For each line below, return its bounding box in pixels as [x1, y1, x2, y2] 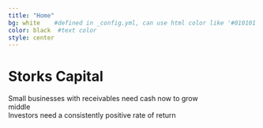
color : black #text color [8, 26, 97, 34]
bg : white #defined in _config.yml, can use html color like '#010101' [8, 19, 260, 27]
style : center [8, 33, 55, 42]
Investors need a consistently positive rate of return [8, 111, 176, 120]
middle [8, 102, 31, 111]
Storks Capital [8, 68, 104, 85]
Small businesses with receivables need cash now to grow [8, 94, 199, 104]
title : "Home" [8, 11, 55, 20]
